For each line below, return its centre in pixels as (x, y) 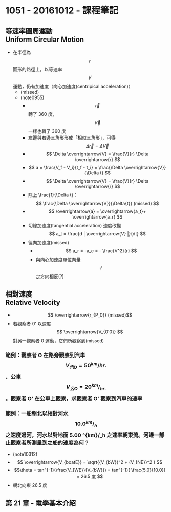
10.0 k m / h (86, 424)
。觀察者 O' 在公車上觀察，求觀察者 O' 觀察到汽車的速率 (74, 399)
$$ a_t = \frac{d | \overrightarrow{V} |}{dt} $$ (97, 234)
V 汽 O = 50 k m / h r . (86, 365)
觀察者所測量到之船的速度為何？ (50, 443)
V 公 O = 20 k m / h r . (86, 387)
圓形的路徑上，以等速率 (37, 69)
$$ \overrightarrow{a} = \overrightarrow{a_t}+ (97, 211)
